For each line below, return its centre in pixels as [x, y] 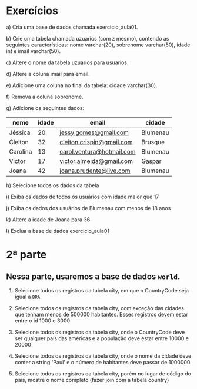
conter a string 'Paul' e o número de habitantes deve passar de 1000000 [102, 362]
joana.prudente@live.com [95, 171]
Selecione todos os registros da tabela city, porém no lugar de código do [103, 373]
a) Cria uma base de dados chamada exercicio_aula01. [72, 27]
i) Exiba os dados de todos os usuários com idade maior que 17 [83, 197]
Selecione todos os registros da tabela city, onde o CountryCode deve [100, 332]
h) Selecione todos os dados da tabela [53, 185]
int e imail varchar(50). [34, 51]
